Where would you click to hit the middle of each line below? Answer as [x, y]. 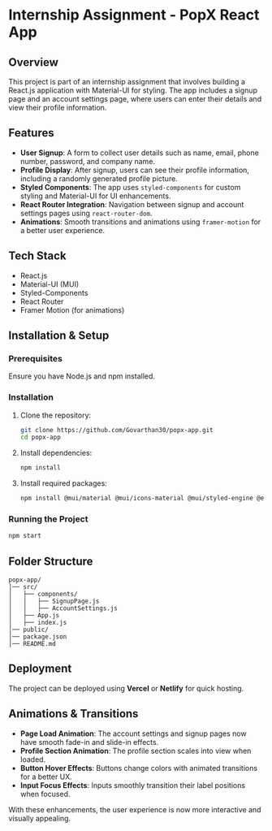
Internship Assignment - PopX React [134, 15]
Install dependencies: [56, 453]
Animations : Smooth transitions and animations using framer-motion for [140, 222]
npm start [25, 536]
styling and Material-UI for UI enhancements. [95, 196]
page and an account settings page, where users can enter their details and [135, 99]
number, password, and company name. [88, 161]
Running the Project [48, 519]
